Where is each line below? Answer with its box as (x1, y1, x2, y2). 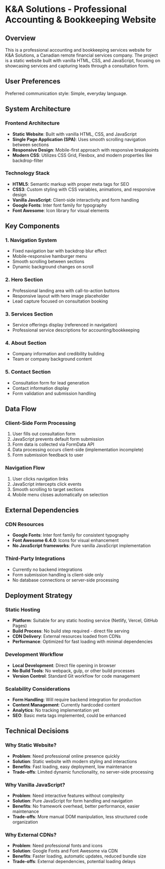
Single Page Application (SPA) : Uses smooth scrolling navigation (12, 136, 146, 142)
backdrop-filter (12, 158, 44, 163)
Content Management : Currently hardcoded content (12, 702, 120, 708)
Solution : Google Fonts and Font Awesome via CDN (12, 848, 118, 854)
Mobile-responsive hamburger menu (12, 253, 88, 259)
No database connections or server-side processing (12, 577, 119, 583)
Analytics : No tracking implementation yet (12, 707, 100, 713)
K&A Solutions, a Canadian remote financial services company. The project (5, 52, 158, 58)
